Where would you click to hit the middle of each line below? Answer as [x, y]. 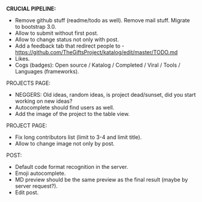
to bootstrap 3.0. [35, 27]
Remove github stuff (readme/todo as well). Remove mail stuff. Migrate [103, 20]
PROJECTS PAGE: [29, 83]
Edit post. [27, 192]
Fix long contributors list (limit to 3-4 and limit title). [78, 137]
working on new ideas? [44, 101]
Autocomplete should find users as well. [65, 107]
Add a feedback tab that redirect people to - [69, 46]
